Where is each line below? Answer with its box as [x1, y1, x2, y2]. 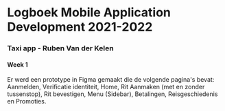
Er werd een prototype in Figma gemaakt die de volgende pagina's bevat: [7, 76, 215, 84]
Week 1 [7, 60, 28, 69]
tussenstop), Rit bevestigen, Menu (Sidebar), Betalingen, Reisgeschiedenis [7, 90, 218, 98]
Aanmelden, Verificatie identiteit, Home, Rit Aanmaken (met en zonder [7, 83, 205, 91]
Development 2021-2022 [7, 19, 153, 35]
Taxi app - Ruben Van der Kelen [7, 44, 115, 53]
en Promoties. [7, 97, 47, 106]
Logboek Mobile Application [7, 5, 171, 20]
